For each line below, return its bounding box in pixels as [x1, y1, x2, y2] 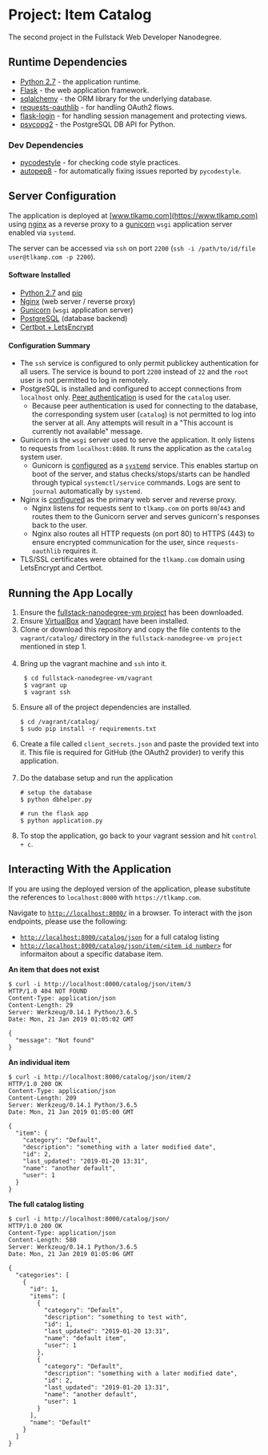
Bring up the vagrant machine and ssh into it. [19, 659, 168, 669]
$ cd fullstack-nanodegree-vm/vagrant [23, 674, 154, 683]
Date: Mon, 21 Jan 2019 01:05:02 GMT [8, 1015, 134, 1023]
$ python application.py [19, 817, 103, 825]
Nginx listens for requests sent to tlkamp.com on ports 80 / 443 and [31, 503, 246, 513]
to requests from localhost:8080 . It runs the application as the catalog [19, 444, 252, 453]
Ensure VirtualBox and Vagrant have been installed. [19, 616, 190, 626]
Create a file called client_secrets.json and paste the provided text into [19, 739, 259, 749]
